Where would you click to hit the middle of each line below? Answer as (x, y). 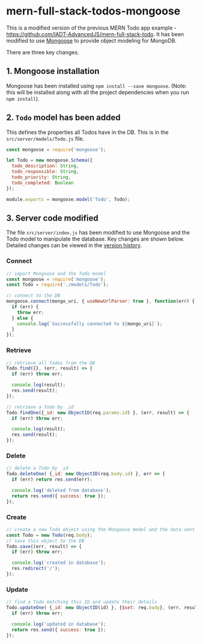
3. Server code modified (52, 218)
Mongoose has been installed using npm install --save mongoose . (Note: (96, 86)
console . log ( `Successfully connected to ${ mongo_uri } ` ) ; (90, 324)
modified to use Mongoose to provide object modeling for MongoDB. (92, 40)
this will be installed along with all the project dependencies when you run (98, 92)
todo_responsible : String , (45, 172)
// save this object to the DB (45, 541)
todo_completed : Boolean (43, 183)
